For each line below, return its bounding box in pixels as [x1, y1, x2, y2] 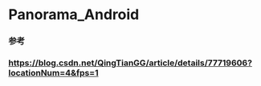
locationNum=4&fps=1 [8, 68, 99, 79]
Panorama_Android [8, 6, 140, 24]
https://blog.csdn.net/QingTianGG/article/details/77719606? [8, 57, 253, 68]
